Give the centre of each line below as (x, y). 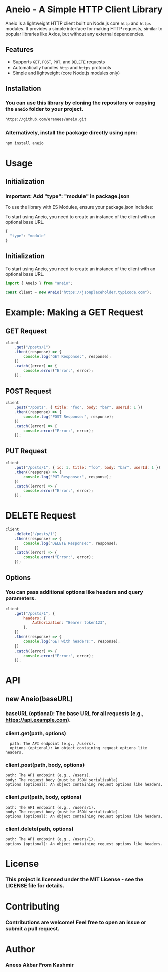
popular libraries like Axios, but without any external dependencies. (75, 34)
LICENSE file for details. (35, 886)
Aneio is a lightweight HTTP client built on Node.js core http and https (78, 23)
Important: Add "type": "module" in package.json (67, 196)
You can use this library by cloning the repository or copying (80, 103)
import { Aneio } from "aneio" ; (39, 283)
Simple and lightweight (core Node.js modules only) (66, 73)
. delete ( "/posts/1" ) (36, 534)
